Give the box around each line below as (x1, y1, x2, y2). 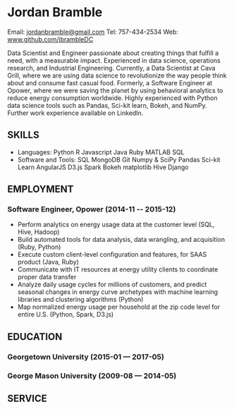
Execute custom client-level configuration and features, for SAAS (17, 250, 207, 259)
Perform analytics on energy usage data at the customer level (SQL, (17, 220, 215, 229)
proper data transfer (17, 273, 77, 281)
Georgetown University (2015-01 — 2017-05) (7, 352, 164, 362)
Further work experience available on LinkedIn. (7, 109, 144, 117)
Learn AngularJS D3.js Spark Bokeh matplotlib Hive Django (17, 163, 189, 171)
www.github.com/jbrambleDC (7, 35, 94, 43)
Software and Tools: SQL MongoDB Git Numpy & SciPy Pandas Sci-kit (17, 155, 221, 164)
